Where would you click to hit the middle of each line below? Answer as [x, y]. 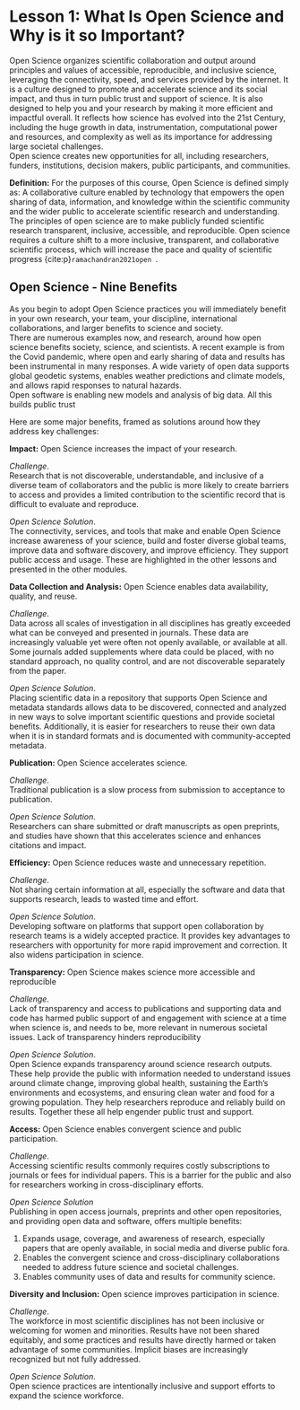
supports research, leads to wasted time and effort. [104, 898]
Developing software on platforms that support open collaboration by [137, 925]
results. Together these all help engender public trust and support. [132, 1111]
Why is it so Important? [97, 35]
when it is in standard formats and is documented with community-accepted [150, 736]
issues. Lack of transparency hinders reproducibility [105, 1037]
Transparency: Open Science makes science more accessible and [132, 972]
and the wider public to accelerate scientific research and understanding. [145, 211]
